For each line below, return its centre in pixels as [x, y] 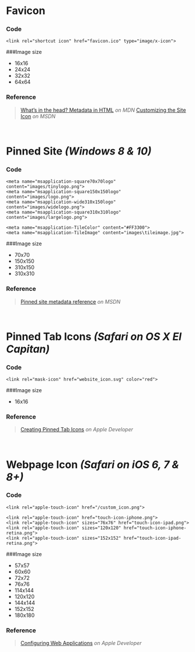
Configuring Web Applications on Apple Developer [81, 643]
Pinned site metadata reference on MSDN [70, 301]
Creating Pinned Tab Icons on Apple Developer [76, 430]
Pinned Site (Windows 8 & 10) [79, 151]
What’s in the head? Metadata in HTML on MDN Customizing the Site [103, 110]
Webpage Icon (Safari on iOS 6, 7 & [93, 464]
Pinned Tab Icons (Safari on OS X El [94, 336]
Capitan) [28, 349]
